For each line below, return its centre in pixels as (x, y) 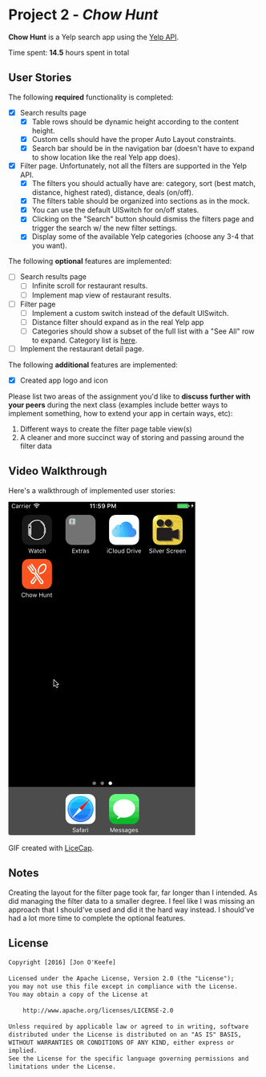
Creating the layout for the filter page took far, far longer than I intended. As (133, 893)
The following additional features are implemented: (93, 364)
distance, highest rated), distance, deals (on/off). (113, 192)
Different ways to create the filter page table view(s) (106, 429)
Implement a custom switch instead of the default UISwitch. (130, 313)
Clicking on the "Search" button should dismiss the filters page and (143, 219)
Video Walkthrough (58, 471)
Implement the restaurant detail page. (82, 348)
